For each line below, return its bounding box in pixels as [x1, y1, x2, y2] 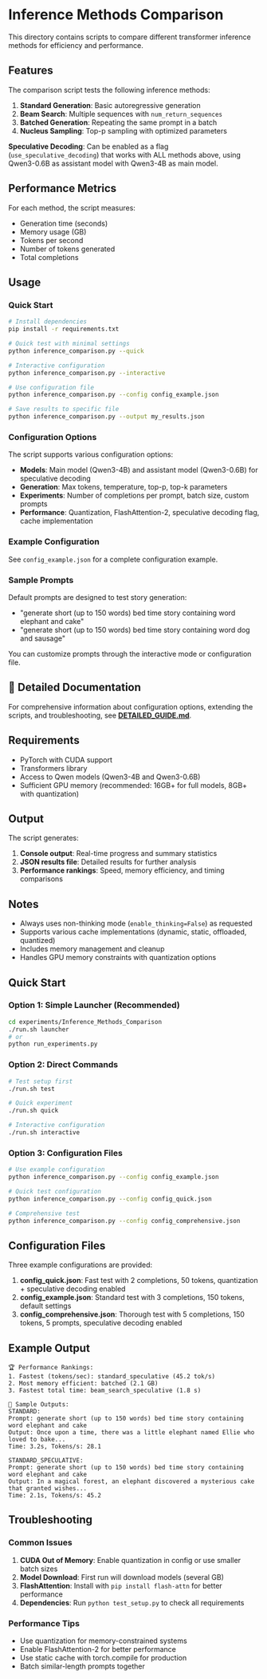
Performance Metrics [8, 182, 117, 195]
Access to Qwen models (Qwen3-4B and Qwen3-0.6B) [19, 772, 201, 782]
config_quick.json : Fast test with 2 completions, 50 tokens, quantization [19, 1276, 258, 1285]
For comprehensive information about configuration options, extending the [8, 702, 253, 711]
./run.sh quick [8, 1106, 59, 1115]
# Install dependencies [8, 318, 88, 326]
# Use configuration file [8, 383, 94, 391]
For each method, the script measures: [8, 202, 135, 213]
